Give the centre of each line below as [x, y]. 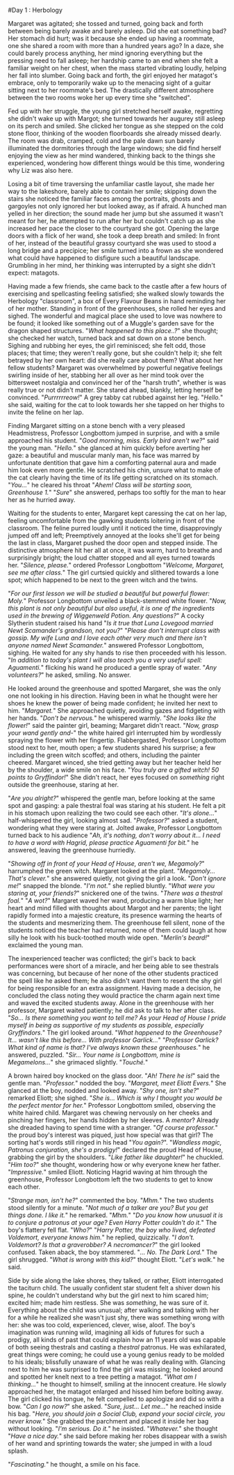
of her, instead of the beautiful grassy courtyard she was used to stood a [112, 243]
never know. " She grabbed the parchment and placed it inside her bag [108, 1421]
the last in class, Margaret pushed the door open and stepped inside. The [113, 543]
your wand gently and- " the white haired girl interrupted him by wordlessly [115, 733]
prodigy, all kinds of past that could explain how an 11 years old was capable [117, 1340]
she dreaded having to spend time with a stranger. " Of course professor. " [113, 1128]
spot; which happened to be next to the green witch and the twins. [103, 580]
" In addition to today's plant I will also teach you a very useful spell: [105, 660]
